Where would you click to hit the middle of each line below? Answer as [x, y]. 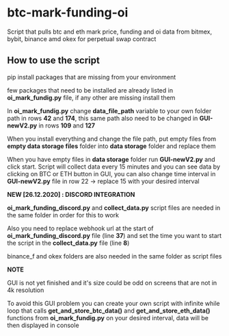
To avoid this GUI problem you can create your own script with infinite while [113, 303]
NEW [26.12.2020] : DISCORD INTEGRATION [71, 194]
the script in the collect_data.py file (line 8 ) [68, 243]
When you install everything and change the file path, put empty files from [112, 139]
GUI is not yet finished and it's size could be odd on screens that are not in [112, 283]
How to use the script [54, 61]
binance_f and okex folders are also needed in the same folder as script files [114, 256]
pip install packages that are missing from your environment [92, 77]
